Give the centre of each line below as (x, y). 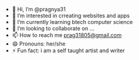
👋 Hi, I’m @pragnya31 (39, 9)
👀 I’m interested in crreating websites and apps (71, 16)
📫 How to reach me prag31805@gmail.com (67, 35)
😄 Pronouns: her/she (39, 44)
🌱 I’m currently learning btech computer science (72, 22)
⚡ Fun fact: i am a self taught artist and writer (68, 50)
